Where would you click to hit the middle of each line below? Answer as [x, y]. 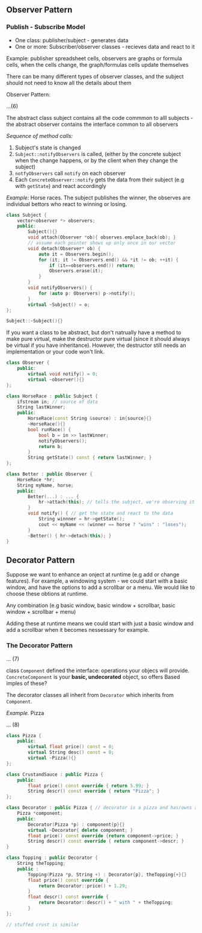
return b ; [50, 446]
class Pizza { [24, 735]
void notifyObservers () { [60, 288]
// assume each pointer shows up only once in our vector [102, 243]
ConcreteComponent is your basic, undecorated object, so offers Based [93, 676]
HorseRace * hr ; [36, 479]
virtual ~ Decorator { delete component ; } [81, 830]
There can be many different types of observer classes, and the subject [95, 76]
